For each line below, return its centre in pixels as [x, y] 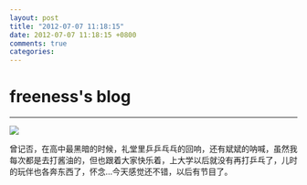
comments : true [38, 43]
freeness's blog [70, 97]
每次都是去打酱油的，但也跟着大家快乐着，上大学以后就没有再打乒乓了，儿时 [153, 160]
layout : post [34, 18]
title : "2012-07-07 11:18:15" [67, 26]
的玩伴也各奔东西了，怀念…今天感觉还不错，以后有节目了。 [121, 172]
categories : [32, 52]
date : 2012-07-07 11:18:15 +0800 [73, 35]
